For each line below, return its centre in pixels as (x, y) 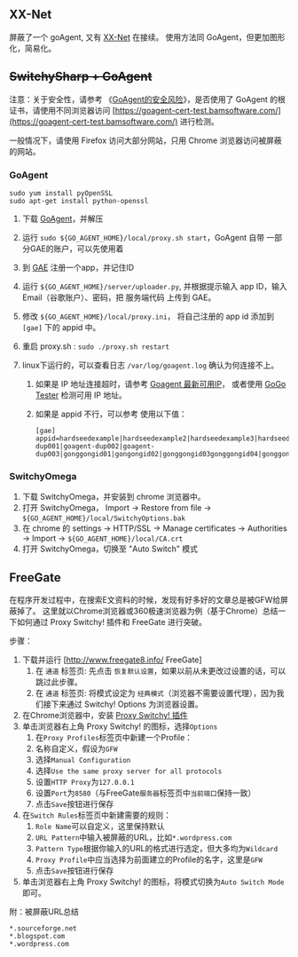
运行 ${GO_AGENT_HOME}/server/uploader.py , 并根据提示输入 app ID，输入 (155, 286)
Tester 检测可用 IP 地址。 (81, 395)
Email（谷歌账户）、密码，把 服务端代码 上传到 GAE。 (119, 297)
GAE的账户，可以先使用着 (77, 249)
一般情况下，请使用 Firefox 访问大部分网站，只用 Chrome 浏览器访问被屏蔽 (145, 140)
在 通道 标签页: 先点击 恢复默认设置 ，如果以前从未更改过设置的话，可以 (161, 671)
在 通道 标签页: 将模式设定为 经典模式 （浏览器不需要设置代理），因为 (156, 693)
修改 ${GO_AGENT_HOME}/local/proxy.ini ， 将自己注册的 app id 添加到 (148, 316)
